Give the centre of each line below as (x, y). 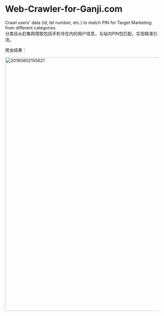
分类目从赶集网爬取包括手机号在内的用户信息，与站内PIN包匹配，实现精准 (79, 33)
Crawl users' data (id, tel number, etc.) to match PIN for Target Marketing (78, 23)
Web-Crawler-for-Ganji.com (64, 9)
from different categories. (31, 27)
